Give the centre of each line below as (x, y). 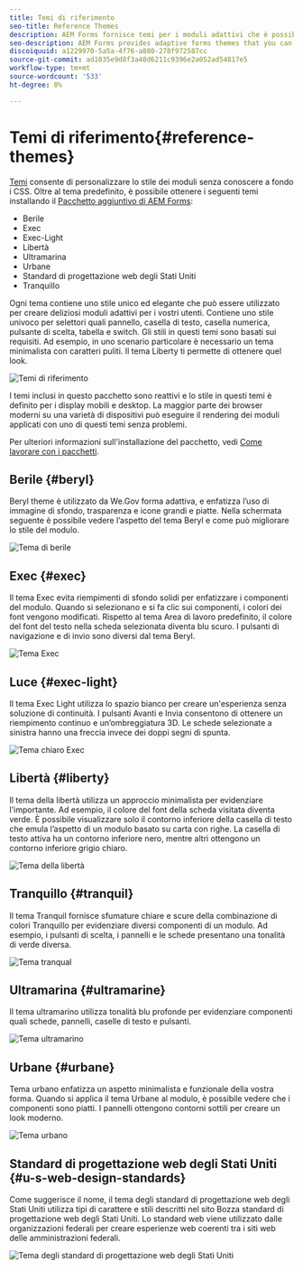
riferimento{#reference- (161, 137)
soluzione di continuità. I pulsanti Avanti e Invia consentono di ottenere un (146, 713)
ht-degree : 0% (36, 85)
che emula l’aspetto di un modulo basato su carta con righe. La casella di (145, 829)
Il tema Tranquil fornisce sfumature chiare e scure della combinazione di (143, 915)
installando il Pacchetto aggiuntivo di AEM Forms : (101, 200)
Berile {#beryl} (52, 479)
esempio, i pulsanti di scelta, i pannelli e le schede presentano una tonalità (147, 934)
